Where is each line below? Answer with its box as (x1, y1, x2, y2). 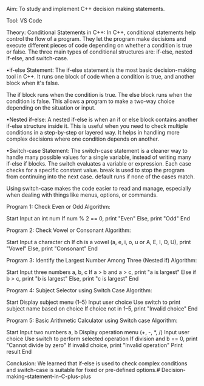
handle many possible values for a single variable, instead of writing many (6, 153, 191, 161)
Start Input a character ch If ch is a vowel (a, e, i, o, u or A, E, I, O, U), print (6, 239, 191, 245)
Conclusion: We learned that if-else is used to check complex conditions (6, 360, 188, 367)
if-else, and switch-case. (6, 55, 69, 61)
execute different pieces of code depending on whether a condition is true (6, 42, 192, 49)
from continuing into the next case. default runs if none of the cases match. (6, 173, 195, 180)
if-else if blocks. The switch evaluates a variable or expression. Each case (6, 160, 191, 167)
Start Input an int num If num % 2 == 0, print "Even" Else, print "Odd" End (6, 215, 190, 222)
